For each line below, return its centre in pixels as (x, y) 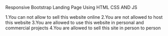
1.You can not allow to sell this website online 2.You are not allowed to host (84, 17)
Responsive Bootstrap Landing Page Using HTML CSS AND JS (71, 7)
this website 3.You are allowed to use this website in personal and (75, 23)
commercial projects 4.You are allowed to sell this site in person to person (83, 28)
